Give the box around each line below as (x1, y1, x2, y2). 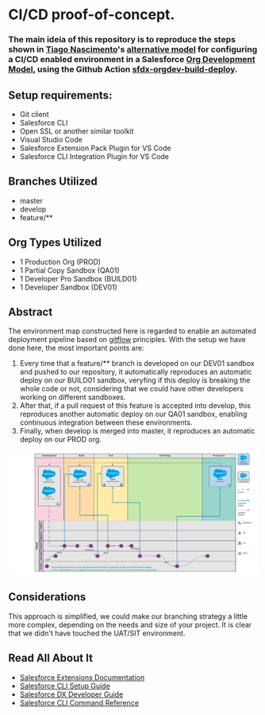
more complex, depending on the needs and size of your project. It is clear (8, 620, 252, 629)
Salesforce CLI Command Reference (19, 698, 140, 707)
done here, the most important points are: (8, 344, 144, 353)
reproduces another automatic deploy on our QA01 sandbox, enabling (19, 410, 248, 419)
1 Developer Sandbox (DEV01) (19, 282, 117, 292)
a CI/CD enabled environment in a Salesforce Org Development (8, 54, 255, 65)
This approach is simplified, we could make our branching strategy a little (8, 611, 248, 621)
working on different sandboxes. (19, 392, 126, 402)
